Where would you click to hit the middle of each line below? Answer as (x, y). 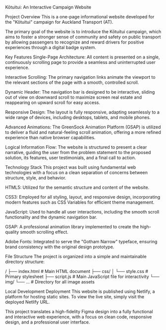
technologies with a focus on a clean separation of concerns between (76, 172)
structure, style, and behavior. (36, 178)
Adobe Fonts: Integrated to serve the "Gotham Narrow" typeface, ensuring (81, 242)
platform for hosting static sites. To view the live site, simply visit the (75, 297)
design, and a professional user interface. (48, 322)
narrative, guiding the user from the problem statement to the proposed (78, 152)
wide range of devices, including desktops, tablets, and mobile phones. (78, 117)
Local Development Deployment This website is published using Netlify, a (80, 291)
